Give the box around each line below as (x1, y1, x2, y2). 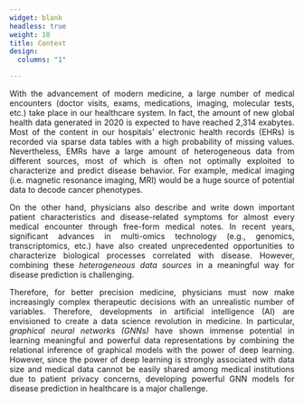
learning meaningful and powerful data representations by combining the (9, 335, 295, 345)
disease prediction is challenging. (9, 269, 135, 280)
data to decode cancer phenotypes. (9, 185, 143, 195)
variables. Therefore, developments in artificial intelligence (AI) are (9, 306, 295, 317)
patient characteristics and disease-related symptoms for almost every (9, 212, 295, 222)
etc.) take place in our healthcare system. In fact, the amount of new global (9, 108, 295, 118)
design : (9, 47, 39, 56)
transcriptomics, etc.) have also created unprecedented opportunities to (9, 241, 295, 251)
